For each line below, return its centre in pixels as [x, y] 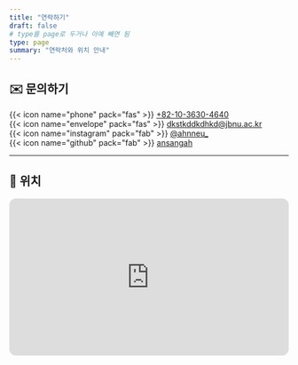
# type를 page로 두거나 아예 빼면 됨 [70, 34]
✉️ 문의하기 [39, 88]
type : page [29, 42]
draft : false [33, 26]
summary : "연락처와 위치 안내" [59, 51]
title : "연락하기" [39, 17]
